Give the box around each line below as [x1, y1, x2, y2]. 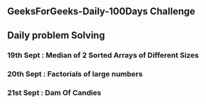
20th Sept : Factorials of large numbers [7, 69, 143, 79]
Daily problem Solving [7, 29, 105, 41]
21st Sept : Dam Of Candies [7, 87, 101, 97]
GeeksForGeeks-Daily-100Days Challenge [7, 6, 196, 17]
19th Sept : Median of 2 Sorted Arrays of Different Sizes [7, 50, 199, 60]
